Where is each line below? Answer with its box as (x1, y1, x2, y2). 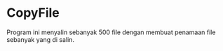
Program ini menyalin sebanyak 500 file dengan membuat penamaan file (6, 28, 216, 36)
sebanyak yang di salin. (6, 35, 75, 43)
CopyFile (6, 5, 60, 21)
